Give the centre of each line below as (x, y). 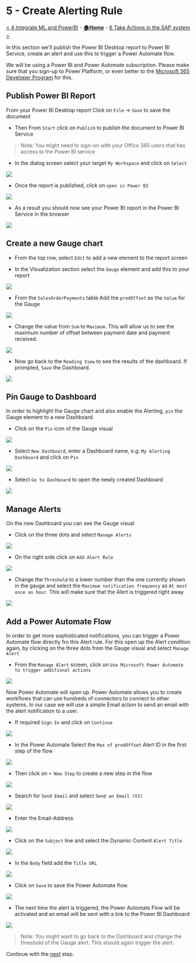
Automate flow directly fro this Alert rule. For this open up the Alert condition (98, 642)
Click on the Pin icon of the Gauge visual (63, 429)
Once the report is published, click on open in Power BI (81, 185)
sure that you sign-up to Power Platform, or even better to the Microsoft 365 (98, 71)
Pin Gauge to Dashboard (51, 397)
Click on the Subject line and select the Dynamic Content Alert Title (98, 840)
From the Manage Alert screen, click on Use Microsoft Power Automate (99, 665)
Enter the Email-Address (44, 818)
